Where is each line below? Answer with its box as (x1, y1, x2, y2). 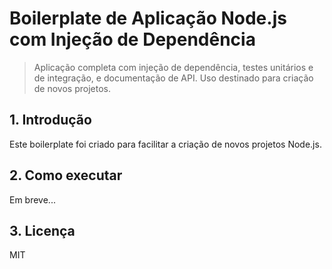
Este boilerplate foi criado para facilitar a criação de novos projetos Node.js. (9, 138, 322, 150)
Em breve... (9, 193, 56, 206)
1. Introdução (9, 112, 92, 129)
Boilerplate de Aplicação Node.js (9, 7, 287, 30)
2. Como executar (9, 167, 123, 184)
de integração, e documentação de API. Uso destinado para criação (33, 72, 314, 84)
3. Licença (9, 222, 76, 239)
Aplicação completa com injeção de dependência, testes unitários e (33, 61, 314, 73)
